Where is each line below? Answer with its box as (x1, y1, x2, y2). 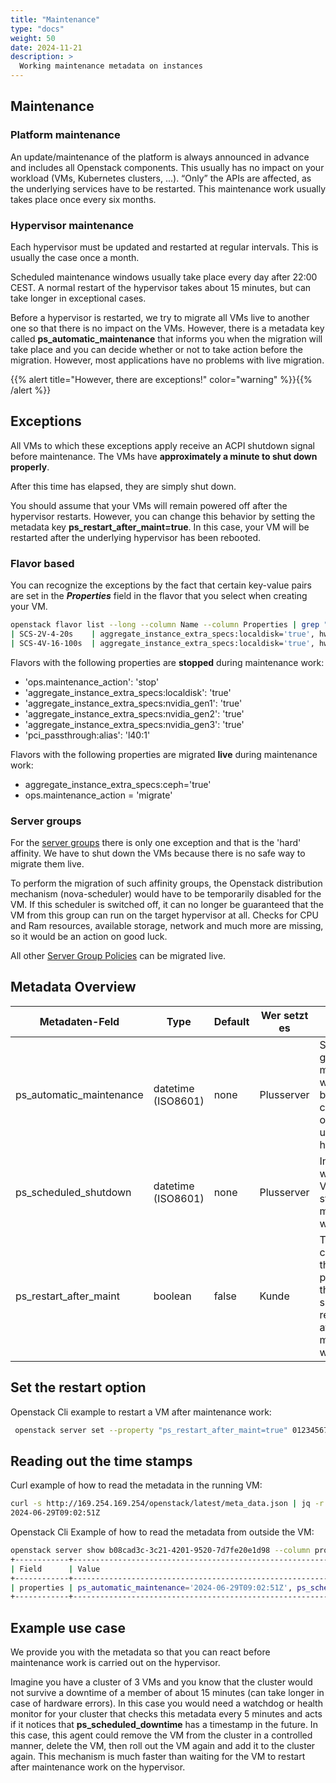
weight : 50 (10, 33, 56, 43)
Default (213, 1014, 250, 1028)
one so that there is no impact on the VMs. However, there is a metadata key (10, 322, 325, 334)
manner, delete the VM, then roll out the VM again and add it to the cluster (10, 1740, 316, 1752)
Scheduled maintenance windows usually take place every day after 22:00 (10, 271, 318, 283)
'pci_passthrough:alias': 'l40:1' (24, 729, 151, 741)
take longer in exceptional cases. (10, 292, 147, 304)
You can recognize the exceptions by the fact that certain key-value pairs (10, 579, 313, 591)
